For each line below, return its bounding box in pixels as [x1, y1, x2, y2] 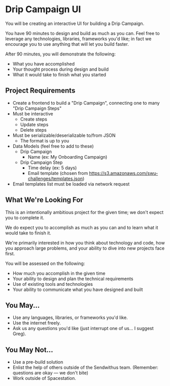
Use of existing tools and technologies [12, 281, 93, 287]
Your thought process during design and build [12, 66, 109, 72]
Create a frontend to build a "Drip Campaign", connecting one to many [12, 100, 160, 106]
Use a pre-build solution [12, 359, 63, 365]
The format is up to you [20, 137, 70, 143]
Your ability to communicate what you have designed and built [12, 286, 143, 292]
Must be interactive [12, 110, 53, 116]
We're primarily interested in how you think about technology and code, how [5, 240, 165, 246]
